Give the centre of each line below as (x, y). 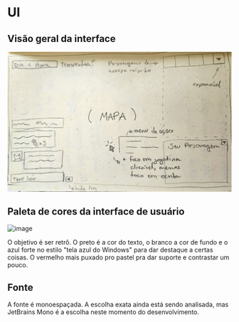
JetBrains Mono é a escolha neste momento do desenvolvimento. (103, 312)
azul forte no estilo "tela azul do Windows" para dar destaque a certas (110, 250)
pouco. (18, 265)
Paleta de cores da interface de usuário (96, 211)
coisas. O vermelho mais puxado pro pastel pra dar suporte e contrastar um (118, 257)
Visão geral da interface (62, 39)
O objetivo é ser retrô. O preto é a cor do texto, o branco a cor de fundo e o (118, 242)
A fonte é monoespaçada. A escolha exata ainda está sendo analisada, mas (118, 305)
